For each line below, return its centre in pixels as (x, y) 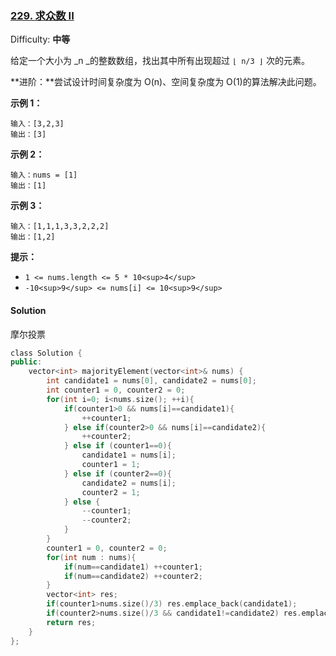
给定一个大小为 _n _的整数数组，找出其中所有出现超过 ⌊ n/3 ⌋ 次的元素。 (160, 61)
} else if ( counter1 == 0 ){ (117, 446)
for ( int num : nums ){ (91, 557)
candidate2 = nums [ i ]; (129, 483)
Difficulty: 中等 (40, 39)
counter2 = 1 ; (111, 492)
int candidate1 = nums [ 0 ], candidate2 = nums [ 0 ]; (151, 381)
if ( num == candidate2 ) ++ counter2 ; (133, 576)
